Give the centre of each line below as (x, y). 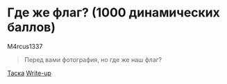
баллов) (32, 27)
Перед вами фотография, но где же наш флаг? (93, 59)
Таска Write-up (30, 73)
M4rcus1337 (25, 46)
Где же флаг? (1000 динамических (114, 13)
